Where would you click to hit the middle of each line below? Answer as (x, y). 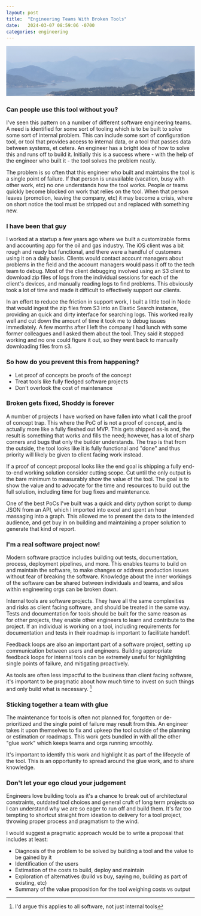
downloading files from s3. (39, 346)
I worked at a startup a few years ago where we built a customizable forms (98, 239)
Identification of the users (47, 864)
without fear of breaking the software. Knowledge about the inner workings (99, 576)
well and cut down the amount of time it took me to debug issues (86, 321)
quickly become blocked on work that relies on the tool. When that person (97, 191)
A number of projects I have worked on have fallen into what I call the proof (99, 416)
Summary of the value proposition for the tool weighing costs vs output (103, 889)
